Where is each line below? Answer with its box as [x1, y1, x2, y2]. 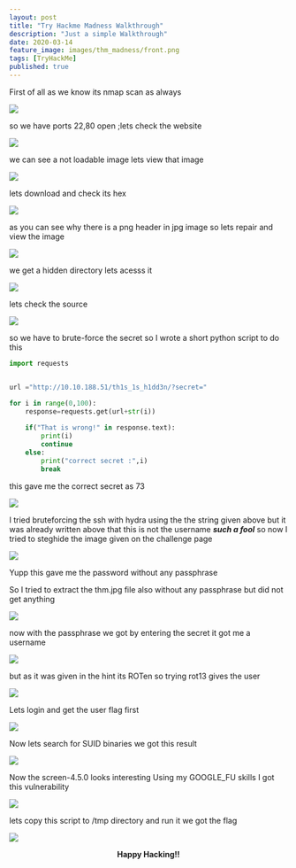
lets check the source [9, 298, 88, 309]
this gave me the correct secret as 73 [9, 480, 146, 492]
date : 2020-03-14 [9, 37, 73, 47]
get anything [9, 593, 56, 604]
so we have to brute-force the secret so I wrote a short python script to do [9, 332, 280, 343]
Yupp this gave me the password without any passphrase [9, 567, 218, 577]
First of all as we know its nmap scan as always [9, 86, 182, 97]
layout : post [9, 12, 57, 22]
